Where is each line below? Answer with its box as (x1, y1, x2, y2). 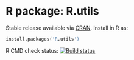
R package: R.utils (5, 4, 99, 18)
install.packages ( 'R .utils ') (5, 36, 80, 42)
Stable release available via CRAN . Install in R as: (5, 24, 129, 32)
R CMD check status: (5, 47, 59, 54)
